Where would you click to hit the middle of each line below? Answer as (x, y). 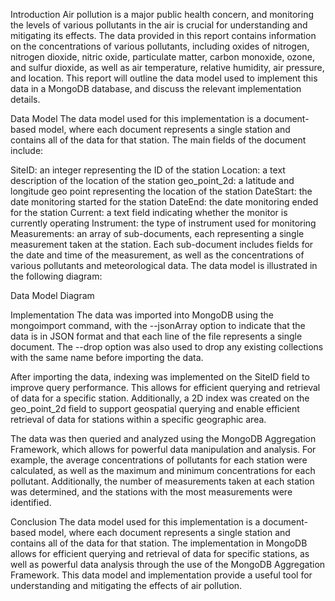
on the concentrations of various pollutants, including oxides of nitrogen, (160, 46)
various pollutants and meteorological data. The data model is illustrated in (164, 265)
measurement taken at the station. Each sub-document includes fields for (162, 244)
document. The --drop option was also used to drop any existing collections (167, 347)
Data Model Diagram (52, 295)
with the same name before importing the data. (107, 357)
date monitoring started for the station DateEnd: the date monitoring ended (164, 202)
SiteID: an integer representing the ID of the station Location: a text (148, 170)
